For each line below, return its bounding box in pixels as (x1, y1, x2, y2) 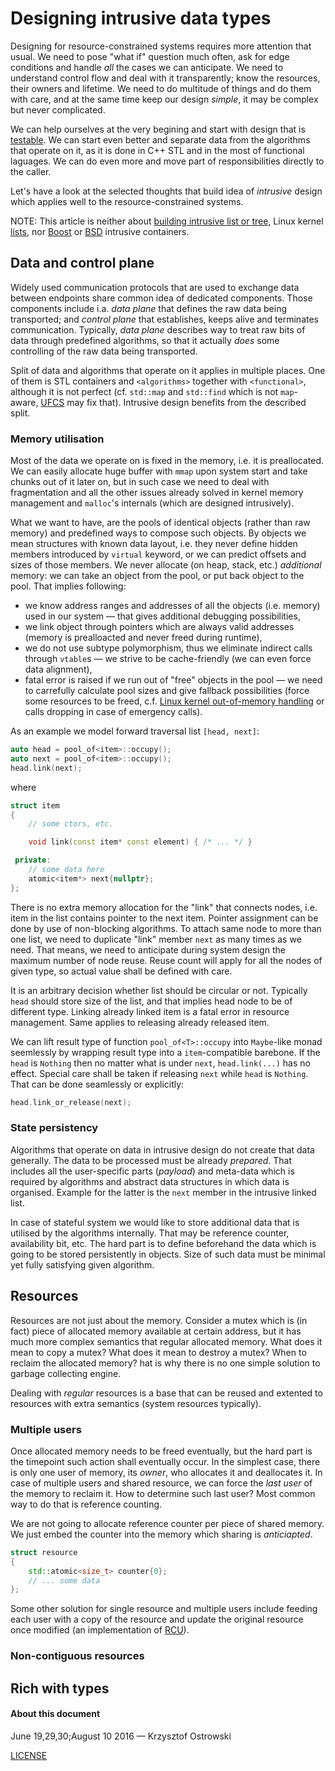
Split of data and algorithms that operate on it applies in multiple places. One (10, 364, 326, 376)
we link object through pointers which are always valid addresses (24, 621, 295, 633)
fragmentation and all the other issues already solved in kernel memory (10, 487, 304, 499)
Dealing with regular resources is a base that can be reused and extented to (10, 1387, 323, 1399)
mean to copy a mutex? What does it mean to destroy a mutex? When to (10, 1346, 307, 1358)
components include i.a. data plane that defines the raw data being (10, 302, 288, 314)
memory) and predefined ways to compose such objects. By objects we (10, 527, 307, 539)
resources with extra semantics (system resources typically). (10, 1397, 262, 1409)
